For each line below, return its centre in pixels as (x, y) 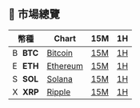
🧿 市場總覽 (34, 14)
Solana (60, 78)
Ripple (58, 92)
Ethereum (65, 66)
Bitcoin (60, 53)
